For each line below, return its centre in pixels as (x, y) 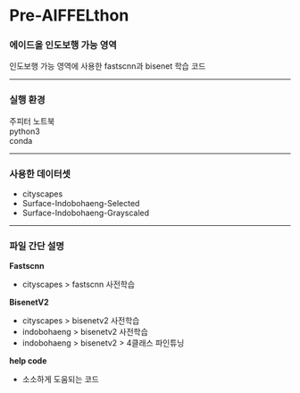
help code (28, 361)
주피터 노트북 (32, 121)
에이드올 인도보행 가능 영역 (63, 46)
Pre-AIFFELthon (69, 16)
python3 (25, 131)
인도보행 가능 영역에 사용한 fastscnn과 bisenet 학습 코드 (108, 66)
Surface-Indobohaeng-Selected (81, 204)
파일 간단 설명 (37, 246)
